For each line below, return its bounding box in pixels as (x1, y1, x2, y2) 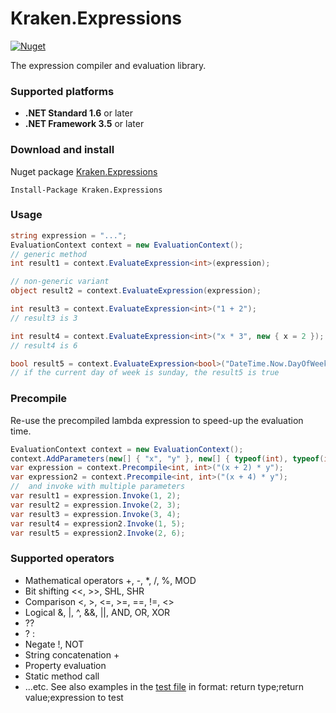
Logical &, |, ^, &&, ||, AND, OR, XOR (24, 606, 171, 618)
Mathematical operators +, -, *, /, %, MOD (24, 574, 197, 586)
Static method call (24, 670, 100, 682)
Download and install (10, 143, 115, 157)
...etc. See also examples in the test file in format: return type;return (24, 680, 305, 692)
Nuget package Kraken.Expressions (10, 165, 158, 177)
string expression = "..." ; (10, 230, 128, 241)
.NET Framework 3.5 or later (24, 118, 145, 130)
